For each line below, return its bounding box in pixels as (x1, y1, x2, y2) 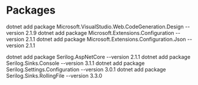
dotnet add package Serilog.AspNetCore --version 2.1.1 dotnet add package (6, 53, 191, 60)
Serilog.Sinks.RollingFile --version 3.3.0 (6, 72, 102, 79)
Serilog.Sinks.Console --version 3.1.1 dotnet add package (6, 60, 145, 67)
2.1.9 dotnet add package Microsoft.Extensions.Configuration (25, 29, 174, 36)
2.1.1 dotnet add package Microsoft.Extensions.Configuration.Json (25, 35, 186, 42)
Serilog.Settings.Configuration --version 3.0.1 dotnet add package (6, 66, 167, 73)
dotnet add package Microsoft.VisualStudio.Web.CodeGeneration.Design (6, 23, 184, 30)
